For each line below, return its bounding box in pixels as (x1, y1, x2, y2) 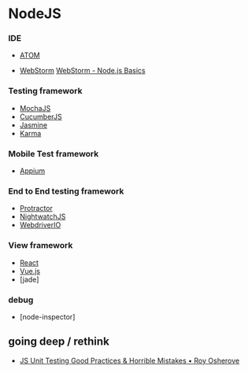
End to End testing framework (8, 186, 124, 197)
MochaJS (19, 103, 51, 113)
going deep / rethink (8, 335, 110, 349)
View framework (8, 240, 73, 251)
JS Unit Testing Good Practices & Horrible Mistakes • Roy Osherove (19, 356, 240, 365)
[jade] (19, 275, 39, 284)
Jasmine (19, 120, 48, 130)
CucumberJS (19, 112, 63, 121)
